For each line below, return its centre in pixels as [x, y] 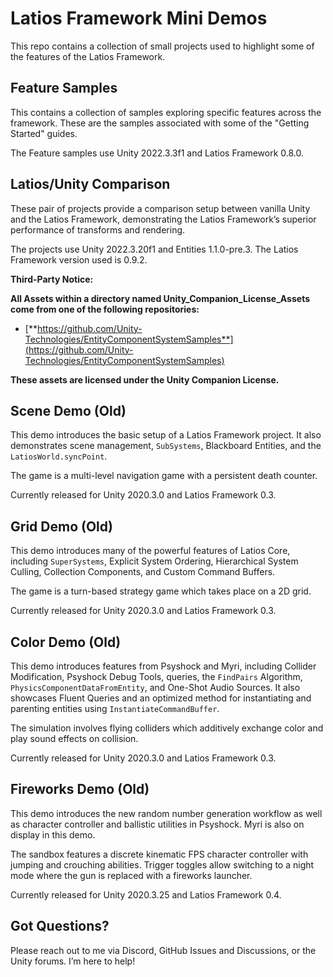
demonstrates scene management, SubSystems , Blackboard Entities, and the [166, 446]
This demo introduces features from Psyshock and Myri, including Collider [163, 666]
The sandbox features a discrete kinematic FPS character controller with [159, 854]
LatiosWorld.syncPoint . [59, 456]
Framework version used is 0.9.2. [79, 259]
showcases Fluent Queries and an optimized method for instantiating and [161, 698]
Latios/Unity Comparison [90, 184]
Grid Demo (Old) [61, 526]
